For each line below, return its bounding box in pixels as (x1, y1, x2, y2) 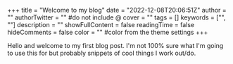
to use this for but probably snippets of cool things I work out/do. (7, 49, 196, 57)
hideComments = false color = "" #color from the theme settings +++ (7, 28, 208, 36)
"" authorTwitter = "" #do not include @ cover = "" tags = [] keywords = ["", (7, 13, 226, 22)
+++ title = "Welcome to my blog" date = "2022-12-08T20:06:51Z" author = (7, 6, 227, 14)
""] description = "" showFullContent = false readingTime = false (7, 21, 195, 29)
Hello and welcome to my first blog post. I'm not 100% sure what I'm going (7, 42, 224, 49)
